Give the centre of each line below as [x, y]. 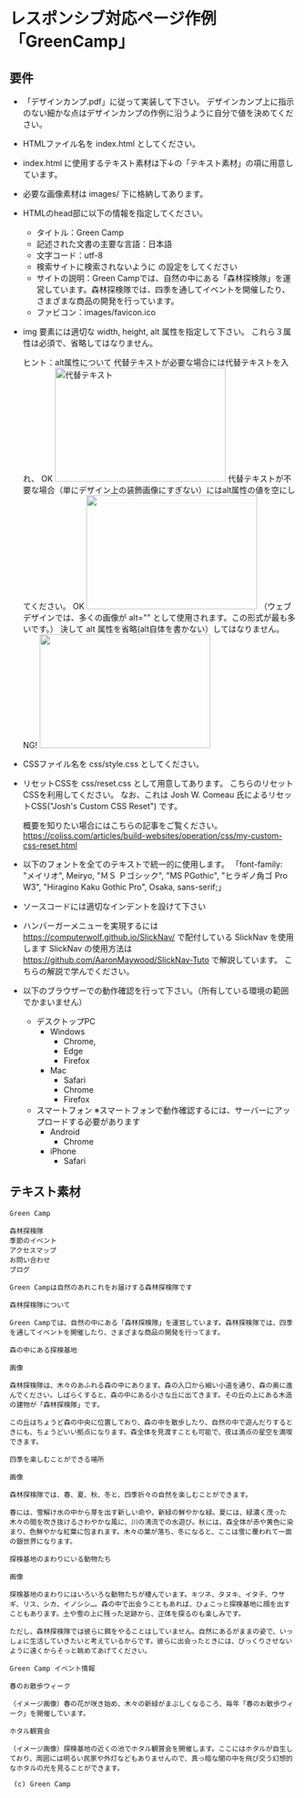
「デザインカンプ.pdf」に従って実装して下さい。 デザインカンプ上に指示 [158, 102]
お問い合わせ [30, 1260]
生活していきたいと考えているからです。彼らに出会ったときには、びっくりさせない [161, 1641]
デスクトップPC [66, 1021]
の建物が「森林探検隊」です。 [57, 1404]
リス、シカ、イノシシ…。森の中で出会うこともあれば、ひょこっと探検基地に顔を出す [157, 1604]
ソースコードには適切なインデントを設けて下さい [114, 906]
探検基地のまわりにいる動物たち [61, 1559]
